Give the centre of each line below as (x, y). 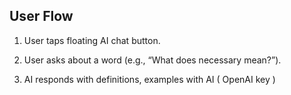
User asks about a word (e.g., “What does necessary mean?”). (152, 60)
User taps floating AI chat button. (92, 40)
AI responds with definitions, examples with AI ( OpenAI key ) (149, 79)
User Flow (41, 16)
